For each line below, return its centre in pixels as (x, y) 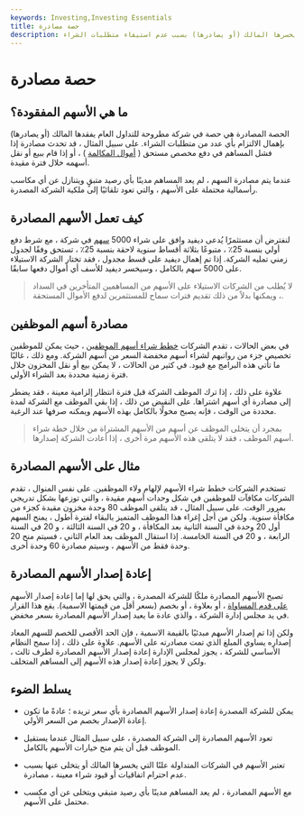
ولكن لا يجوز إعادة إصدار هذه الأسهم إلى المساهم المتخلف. (108, 661)
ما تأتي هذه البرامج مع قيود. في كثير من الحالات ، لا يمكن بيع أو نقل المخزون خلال (145, 365)
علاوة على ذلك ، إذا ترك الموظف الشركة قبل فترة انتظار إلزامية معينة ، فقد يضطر (147, 392)
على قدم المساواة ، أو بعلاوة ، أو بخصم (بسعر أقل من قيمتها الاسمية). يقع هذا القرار (149, 605)
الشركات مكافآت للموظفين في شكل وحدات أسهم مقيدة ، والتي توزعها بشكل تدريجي (152, 498)
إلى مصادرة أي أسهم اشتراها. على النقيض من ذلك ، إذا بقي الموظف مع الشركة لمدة (151, 401)
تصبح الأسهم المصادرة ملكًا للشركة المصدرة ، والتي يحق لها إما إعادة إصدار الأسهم (147, 595)
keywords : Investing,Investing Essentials (91, 18)
